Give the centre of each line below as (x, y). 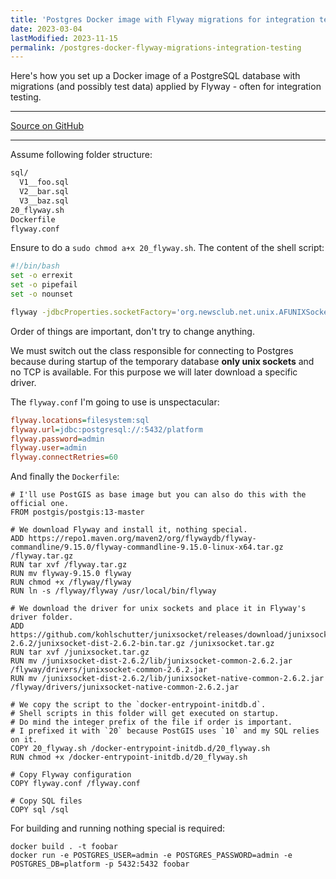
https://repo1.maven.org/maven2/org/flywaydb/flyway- (142, 539)
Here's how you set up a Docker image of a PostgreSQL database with (155, 76)
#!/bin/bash (35, 266)
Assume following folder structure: (81, 155)
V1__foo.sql (44, 182)
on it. (24, 740)
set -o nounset (42, 294)
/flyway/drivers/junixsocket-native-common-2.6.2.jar (125, 687)
